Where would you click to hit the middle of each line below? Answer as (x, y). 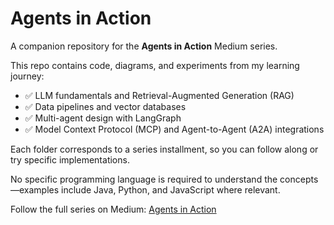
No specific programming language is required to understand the (144, 179)
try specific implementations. (70, 159)
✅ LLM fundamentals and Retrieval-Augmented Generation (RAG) (159, 95)
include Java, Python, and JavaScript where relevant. (171, 189)
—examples (35, 189)
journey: (27, 76)
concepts (299, 179)
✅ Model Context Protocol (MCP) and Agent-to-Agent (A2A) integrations (174, 129)
